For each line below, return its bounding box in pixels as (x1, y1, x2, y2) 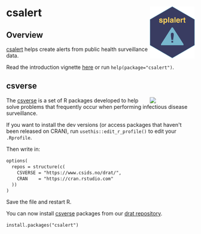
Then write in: (6, 145, 41, 153)
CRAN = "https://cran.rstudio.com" (17, 175, 114, 182)
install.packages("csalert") (6, 222, 79, 228)
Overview (6, 30, 44, 40)
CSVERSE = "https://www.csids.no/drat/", (17, 169, 121, 176)
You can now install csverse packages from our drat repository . (6, 209, 163, 217)
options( (6, 157, 28, 164)
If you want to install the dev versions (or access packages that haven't (6, 121, 182, 128)
